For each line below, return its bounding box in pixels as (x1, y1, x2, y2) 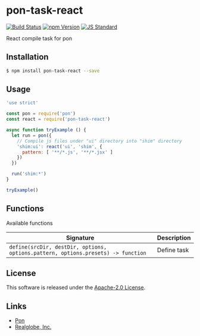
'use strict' (6, 100, 39, 106)
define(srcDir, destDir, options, (9, 243, 107, 250)
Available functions (6, 219, 53, 227)
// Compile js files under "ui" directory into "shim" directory (17, 138, 183, 144)
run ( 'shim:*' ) (11, 171, 46, 177)
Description (157, 233, 191, 241)
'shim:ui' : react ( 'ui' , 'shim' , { (17, 143, 102, 149)
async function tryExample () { (6, 127, 86, 133)
